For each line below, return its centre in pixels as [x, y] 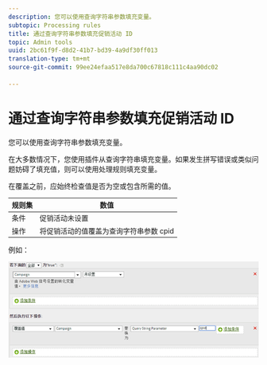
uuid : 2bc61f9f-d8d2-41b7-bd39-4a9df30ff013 [83, 51]
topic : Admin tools [41, 42]
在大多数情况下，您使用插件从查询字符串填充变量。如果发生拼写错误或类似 [130, 159]
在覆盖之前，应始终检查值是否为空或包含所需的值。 [92, 186]
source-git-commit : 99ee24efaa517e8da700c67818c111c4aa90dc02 [113, 68]
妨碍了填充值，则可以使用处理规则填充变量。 [88, 169]
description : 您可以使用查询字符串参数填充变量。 [82, 17]
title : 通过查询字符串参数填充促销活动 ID [70, 33]
